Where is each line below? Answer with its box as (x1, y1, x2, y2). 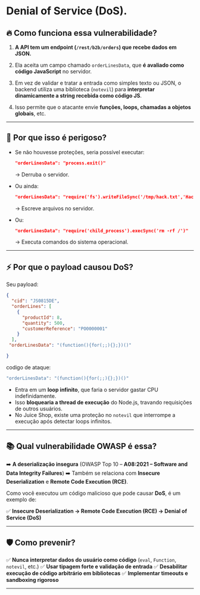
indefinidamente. (14, 392, 57, 400)
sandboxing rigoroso (6, 577, 59, 584)
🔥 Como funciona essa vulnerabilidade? (6, 28, 158, 38)
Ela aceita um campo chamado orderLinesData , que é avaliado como (14, 61, 185, 68)
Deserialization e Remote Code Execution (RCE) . (6, 478, 128, 485)
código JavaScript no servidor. (14, 68, 92, 75)
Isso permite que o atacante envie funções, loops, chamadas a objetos (14, 104, 192, 111)
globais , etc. (14, 110, 46, 117)
